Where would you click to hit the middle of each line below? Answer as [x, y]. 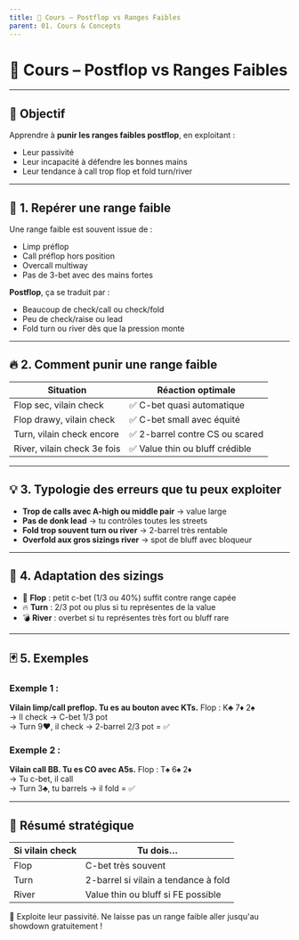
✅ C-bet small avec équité [184, 419]
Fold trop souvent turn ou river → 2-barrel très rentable [125, 530]
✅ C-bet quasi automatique [186, 405]
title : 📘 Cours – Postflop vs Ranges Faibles [95, 17]
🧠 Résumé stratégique [72, 825]
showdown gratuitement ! [56, 926]
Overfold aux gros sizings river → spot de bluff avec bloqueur [137, 540]
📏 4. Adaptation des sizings [87, 576]
